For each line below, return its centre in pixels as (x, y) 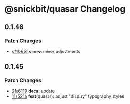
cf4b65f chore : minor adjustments (46, 51)
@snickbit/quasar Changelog (65, 9)
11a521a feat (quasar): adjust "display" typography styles (68, 96)
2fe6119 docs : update (33, 91)
